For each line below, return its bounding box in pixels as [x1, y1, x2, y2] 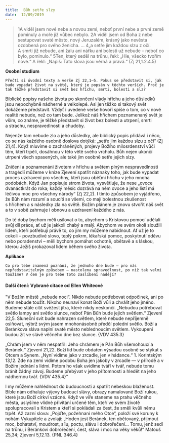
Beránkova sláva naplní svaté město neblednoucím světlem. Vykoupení [5, 326, 153, 332]
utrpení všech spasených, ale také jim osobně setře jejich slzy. [5, 154, 136, 160]
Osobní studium [5, 68, 39, 74]
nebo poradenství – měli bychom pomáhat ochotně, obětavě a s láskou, [5, 238, 154, 244]
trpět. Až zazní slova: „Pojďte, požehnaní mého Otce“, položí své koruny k [5, 410, 158, 416]
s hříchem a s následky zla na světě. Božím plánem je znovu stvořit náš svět [5, 201, 163, 208]
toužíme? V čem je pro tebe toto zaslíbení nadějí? [5, 272, 116, 277]
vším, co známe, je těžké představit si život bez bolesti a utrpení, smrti [5, 117, 152, 123]
